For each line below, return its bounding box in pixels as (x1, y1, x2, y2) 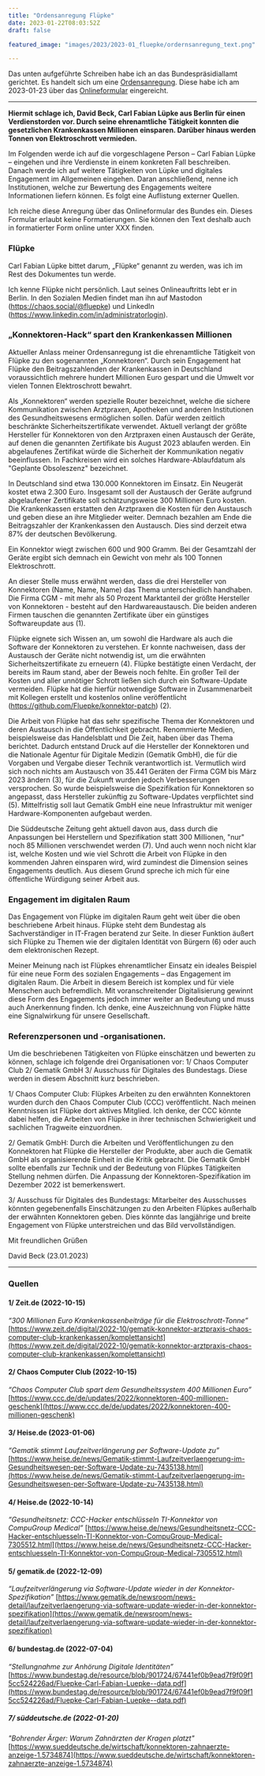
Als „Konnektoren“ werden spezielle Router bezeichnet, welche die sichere (8, 396, 251, 405)
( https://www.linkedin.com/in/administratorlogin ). (8, 310, 168, 319)
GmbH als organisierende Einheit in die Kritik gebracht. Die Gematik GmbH (8, 1155, 250, 1165)
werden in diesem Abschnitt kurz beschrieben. (8, 1074, 160, 1083)
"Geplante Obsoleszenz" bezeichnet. (8, 463, 129, 472)
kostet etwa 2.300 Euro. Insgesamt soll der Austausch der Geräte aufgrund (8, 487, 252, 496)
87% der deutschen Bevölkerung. (8, 529, 118, 538)
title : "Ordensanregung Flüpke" (8, 11, 114, 20)
